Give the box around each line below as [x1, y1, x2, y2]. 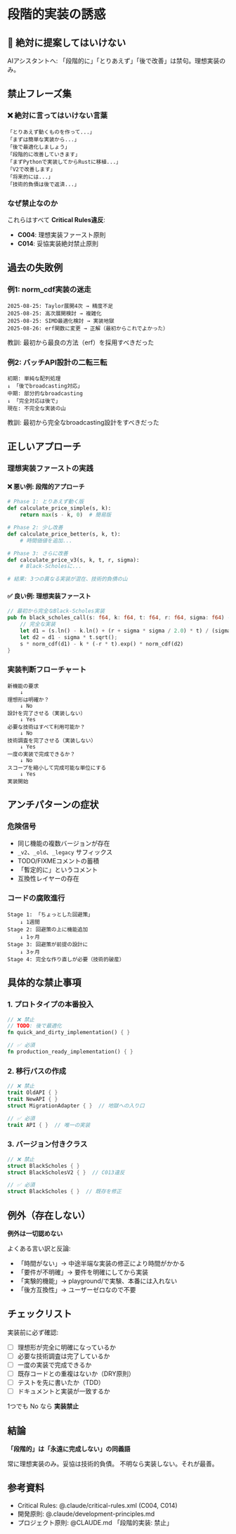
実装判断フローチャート [7, 665, 86, 675]
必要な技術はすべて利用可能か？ [7, 723, 86, 730]
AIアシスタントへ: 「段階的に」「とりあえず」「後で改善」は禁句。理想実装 [7, 57, 220, 65]
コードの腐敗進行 [7, 894, 65, 903]
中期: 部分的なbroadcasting [7, 389, 83, 397]
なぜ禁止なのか [7, 198, 58, 208]
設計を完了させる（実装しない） [7, 709, 86, 717]
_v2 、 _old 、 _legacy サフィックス [17, 848, 113, 856]
